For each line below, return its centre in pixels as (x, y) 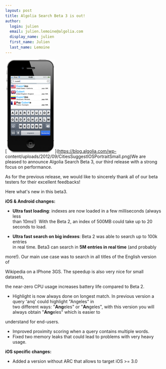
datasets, (15, 277)
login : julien (24, 26)
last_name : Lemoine (30, 47)
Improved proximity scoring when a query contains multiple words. (81, 331)
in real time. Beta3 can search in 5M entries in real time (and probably (84, 247)
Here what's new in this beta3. (36, 191)
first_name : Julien (30, 42)
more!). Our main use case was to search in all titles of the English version (81, 256)
